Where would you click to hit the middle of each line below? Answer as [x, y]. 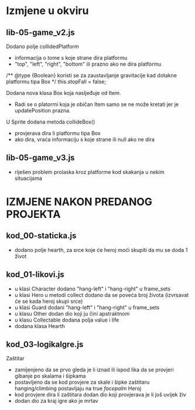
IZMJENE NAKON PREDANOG [79, 202]
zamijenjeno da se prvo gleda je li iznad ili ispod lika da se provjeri [94, 370]
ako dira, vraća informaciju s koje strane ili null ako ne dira [85, 139]
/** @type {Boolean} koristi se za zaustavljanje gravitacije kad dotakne [92, 75]
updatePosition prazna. [42, 110]
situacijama [28, 178]
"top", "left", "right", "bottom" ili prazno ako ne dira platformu [88, 64]
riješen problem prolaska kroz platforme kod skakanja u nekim [90, 172]
